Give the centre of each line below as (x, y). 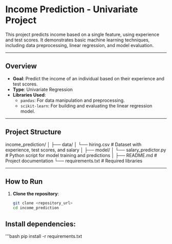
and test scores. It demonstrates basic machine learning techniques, (78, 40)
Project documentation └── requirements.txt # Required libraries (74, 161)
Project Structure (33, 132)
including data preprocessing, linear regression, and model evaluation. (80, 45)
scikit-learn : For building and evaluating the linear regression (86, 105)
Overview (21, 66)
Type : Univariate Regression (43, 89)
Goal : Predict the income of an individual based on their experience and (89, 78)
